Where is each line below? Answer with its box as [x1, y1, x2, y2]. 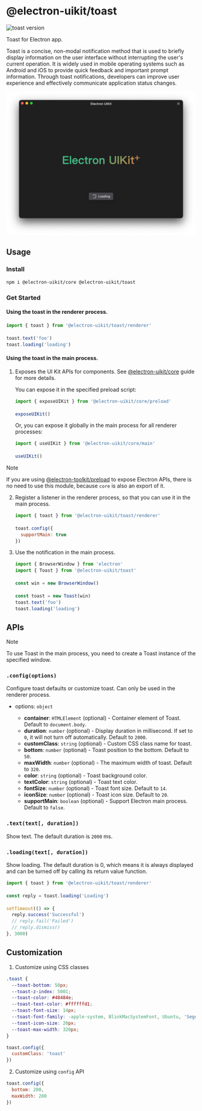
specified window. [6, 656, 52, 664]
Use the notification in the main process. [14, 549, 115, 556]
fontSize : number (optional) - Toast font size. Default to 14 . [23, 785, 167, 792]
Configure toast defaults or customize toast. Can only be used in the [6, 685, 176, 692]
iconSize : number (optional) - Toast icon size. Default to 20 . [23, 791, 169, 798]
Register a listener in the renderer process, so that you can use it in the [14, 494, 191, 501]
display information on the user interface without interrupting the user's [6, 54, 183, 61]
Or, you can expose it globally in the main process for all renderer [14, 422, 177, 429]
